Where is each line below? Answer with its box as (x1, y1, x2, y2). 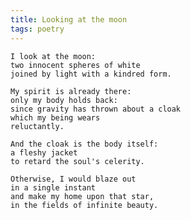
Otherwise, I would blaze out (10, 174, 137, 184)
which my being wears (10, 112, 101, 123)
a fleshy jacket (10, 147, 78, 158)
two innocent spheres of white (10, 60, 141, 70)
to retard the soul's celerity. (10, 156, 145, 166)
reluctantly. (10, 121, 65, 131)
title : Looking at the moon (10, 14, 128, 25)
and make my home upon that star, (10, 191, 155, 201)
